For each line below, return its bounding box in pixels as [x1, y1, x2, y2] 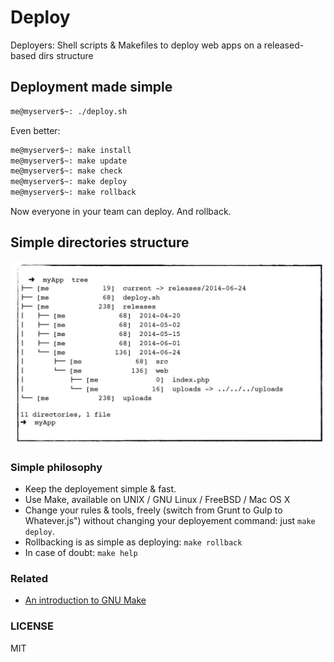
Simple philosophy [10, 460, 103, 474]
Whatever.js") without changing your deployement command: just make [24, 514, 316, 526]
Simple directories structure [10, 234, 190, 251]
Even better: [10, 124, 61, 136]
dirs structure [38, 49, 94, 61]
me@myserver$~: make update [10, 156, 128, 166]
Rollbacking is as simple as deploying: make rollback [24, 536, 243, 548]
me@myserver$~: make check [10, 166, 123, 176]
